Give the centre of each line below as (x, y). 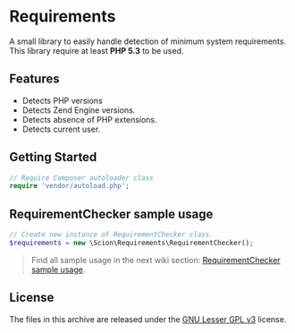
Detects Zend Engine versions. (79, 110)
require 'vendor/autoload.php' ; (69, 186)
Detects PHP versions (62, 100)
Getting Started (53, 157)
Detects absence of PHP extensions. (90, 119)
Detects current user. (61, 129)
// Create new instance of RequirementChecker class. (112, 235)
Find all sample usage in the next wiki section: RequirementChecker (156, 260)
